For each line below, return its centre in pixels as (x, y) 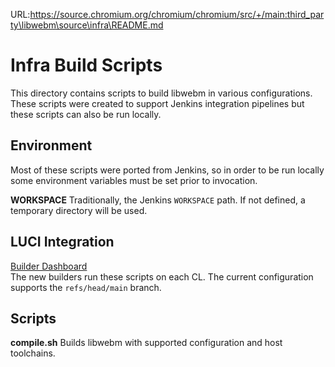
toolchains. (33, 353)
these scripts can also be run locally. (86, 114)
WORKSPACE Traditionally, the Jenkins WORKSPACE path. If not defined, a (158, 200)
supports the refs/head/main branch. (86, 287)
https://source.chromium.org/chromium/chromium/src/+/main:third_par (177, 14)
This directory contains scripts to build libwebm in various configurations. (161, 93)
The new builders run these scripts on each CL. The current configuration (162, 276)
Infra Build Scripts (86, 65)
